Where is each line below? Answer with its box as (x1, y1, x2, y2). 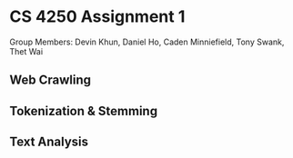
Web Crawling (9, 73, 92, 88)
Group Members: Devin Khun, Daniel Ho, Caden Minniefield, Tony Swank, (9, 36, 285, 47)
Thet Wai (9, 45, 44, 56)
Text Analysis (9, 134, 89, 150)
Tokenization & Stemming (9, 103, 157, 119)
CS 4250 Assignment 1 (9, 6, 186, 27)
